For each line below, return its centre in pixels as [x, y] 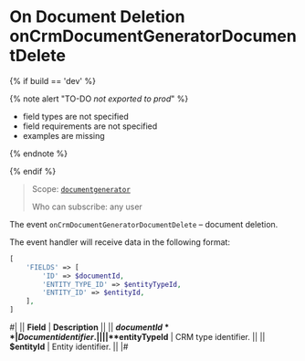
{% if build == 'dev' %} [53, 80]
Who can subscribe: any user [87, 207]
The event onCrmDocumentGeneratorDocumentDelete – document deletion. [144, 224]
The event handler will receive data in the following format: [120, 242]
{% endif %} [33, 171]
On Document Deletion [97, 17]
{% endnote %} [39, 154]
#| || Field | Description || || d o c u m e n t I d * [89, 327]
